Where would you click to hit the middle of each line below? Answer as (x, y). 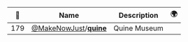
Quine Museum (139, 28)
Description (138, 15)
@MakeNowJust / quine (69, 28)
